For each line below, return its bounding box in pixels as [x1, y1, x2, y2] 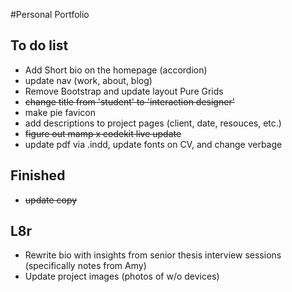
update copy [24, 194, 78, 206]
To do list [10, 37, 69, 54]
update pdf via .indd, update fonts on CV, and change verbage [24, 138, 283, 150]
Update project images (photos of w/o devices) [24, 270, 220, 283]
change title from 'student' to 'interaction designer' [24, 95, 235, 108]
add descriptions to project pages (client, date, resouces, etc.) [24, 117, 282, 129]
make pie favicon [24, 106, 96, 118]
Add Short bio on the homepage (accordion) [24, 64, 208, 76]
